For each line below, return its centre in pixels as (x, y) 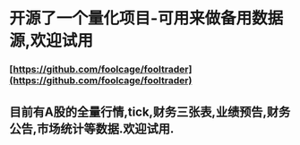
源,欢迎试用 (51, 41)
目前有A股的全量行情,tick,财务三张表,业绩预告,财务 (150, 111)
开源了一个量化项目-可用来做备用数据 (146, 18)
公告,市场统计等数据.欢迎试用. (92, 128)
